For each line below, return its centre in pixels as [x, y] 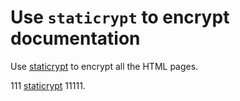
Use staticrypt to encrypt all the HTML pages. [104, 66]
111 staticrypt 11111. [48, 85]
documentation [75, 38]
